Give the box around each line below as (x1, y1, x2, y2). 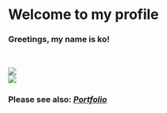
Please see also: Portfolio (8, 94, 108, 105)
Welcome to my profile (8, 6, 159, 24)
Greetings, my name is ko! (8, 34, 110, 45)
